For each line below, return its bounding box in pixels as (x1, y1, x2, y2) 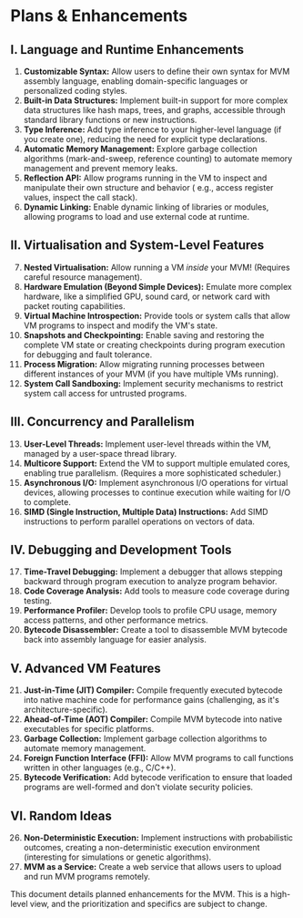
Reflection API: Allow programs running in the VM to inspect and (23, 172, 268, 183)
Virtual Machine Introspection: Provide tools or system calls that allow (23, 310, 290, 321)
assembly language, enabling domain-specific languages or (23, 76, 248, 87)
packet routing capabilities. (23, 300, 126, 311)
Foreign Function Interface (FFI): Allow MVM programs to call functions (23, 753, 294, 764)
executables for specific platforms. (23, 724, 155, 735)
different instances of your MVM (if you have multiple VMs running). (23, 368, 279, 379)
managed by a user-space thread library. (23, 448, 177, 459)
